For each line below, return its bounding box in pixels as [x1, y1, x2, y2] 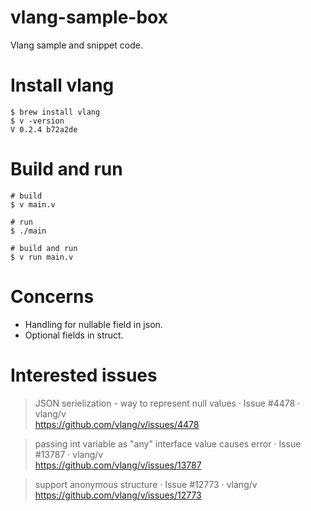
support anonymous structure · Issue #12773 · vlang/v [34, 478, 258, 490]
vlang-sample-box [10, 6, 168, 29]
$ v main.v [10, 199, 56, 210]
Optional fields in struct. [24, 329, 124, 341]
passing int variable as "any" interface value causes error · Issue [34, 437, 302, 450]
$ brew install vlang [10, 107, 101, 117]
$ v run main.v [10, 252, 74, 262]
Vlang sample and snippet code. [10, 39, 143, 51]
